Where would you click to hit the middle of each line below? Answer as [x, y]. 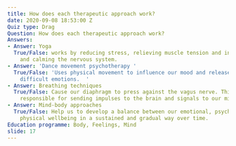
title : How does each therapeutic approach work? [81, 14]
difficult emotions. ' [55, 79]
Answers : [20, 40]
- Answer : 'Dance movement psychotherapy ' [72, 66]
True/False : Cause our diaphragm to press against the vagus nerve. [116, 92]
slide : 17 [22, 131]
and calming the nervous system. [69, 60]
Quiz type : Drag [31, 27]
